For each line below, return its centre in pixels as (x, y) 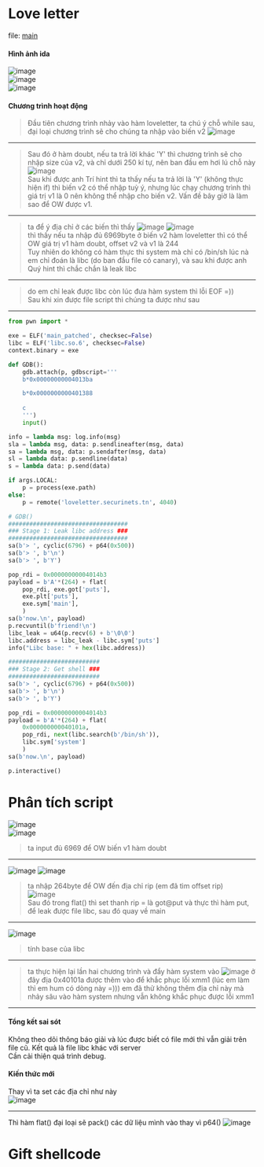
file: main (23, 35)
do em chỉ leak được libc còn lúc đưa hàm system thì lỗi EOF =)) (130, 291)
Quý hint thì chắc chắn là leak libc (82, 269)
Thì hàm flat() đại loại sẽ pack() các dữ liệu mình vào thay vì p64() (115, 1123)
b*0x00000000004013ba (57, 379)
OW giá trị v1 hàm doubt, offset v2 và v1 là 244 (103, 244)
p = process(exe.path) (59, 488)
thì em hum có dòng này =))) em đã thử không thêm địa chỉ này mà (136, 988)
